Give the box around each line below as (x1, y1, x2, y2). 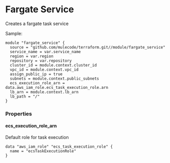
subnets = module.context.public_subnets (10, 76, 100, 81)
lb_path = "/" (10, 94, 40, 99)
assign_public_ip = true (10, 72, 63, 77)
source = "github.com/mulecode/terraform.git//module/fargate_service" (10, 44, 166, 50)
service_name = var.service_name (10, 49, 81, 54)
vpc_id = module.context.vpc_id (10, 67, 79, 72)
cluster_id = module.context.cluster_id (10, 62, 97, 67)
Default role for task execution (5, 134, 69, 141)
